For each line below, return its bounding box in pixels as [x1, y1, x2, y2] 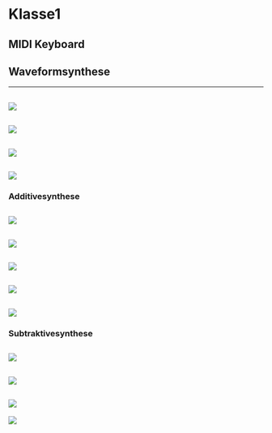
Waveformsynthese [8, 64, 111, 78]
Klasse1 [8, 5, 62, 24]
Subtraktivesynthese [8, 327, 93, 339]
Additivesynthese [8, 190, 80, 201]
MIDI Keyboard [8, 37, 85, 51]
